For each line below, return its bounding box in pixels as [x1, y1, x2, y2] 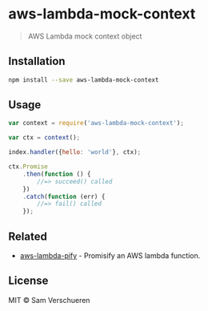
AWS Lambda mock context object [27, 31, 142, 41]
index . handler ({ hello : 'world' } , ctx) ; [8, 148, 142, 156]
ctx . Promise [8, 163, 48, 171]
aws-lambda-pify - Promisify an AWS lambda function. [19, 251, 201, 261]
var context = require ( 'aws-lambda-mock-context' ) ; [8, 119, 184, 127]
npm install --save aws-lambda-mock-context [8, 75, 159, 84]
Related [8, 229, 48, 243]
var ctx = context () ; [8, 134, 81, 142]
